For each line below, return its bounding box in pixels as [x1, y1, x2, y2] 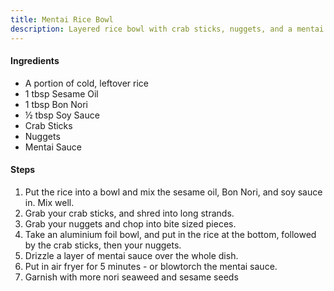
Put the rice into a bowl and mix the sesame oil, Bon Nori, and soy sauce [24, 186, 323, 198]
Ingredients [10, 55, 60, 67]
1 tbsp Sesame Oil [24, 87, 99, 100]
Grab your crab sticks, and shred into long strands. [24, 207, 235, 219]
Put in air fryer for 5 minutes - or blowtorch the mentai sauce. [24, 260, 278, 272]
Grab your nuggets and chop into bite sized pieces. [24, 217, 237, 230]
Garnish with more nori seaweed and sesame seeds [24, 271, 239, 283]
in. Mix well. [24, 196, 75, 208]
